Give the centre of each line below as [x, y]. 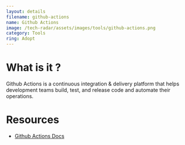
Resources [33, 120]
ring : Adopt [20, 39]
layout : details [26, 11]
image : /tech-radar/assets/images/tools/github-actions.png [81, 28]
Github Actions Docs [39, 136]
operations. [20, 96]
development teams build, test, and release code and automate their [88, 90]
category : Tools [26, 33]
